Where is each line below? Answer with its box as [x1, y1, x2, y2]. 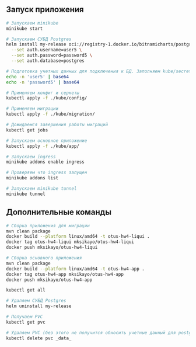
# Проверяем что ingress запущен [6, 169, 87, 176]
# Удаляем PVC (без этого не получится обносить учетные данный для [6, 329, 176, 335]
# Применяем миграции [6, 106, 59, 112]
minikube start [6, 26, 43, 32]
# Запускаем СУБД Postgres [6, 36, 72, 42]
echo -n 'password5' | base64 [6, 79, 80, 85]
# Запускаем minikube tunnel [6, 186, 77, 192]
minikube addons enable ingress [6, 159, 85, 165]
